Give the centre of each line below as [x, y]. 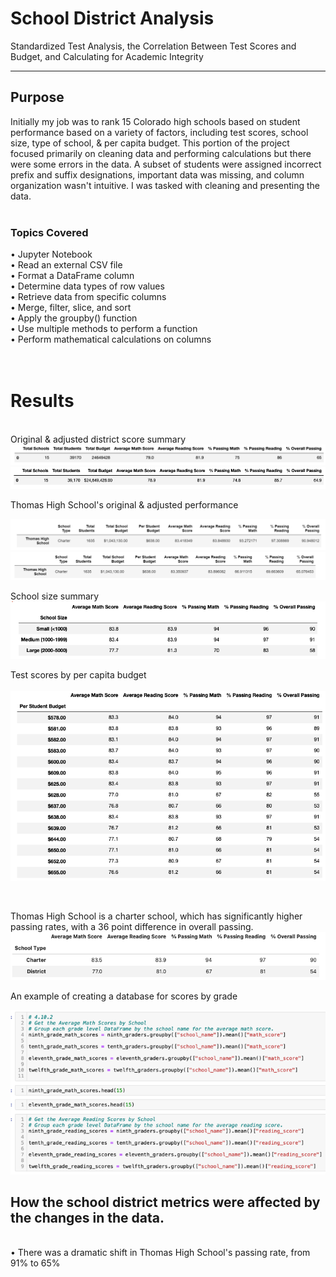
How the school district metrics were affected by [165, 1202]
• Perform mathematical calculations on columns [111, 339]
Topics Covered [49, 232]
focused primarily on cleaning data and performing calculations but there [161, 153]
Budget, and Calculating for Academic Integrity [107, 56]
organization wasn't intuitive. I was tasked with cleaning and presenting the [165, 185]
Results [42, 401]
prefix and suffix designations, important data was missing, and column [157, 174]
